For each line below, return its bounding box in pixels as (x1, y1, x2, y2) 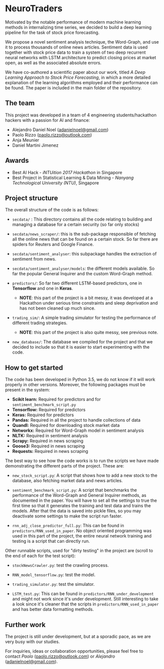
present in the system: (5, 387, 50, 393)
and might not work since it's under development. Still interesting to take (12, 596, 159, 602)
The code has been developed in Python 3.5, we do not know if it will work (5, 377, 156, 382)
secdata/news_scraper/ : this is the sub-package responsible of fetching (12, 231, 156, 237)
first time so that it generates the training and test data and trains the (12, 503, 151, 509)
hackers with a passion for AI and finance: (5, 117, 90, 123)
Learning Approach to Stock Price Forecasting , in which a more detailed (5, 74, 151, 80)
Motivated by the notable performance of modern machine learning (5, 19, 141, 25)
